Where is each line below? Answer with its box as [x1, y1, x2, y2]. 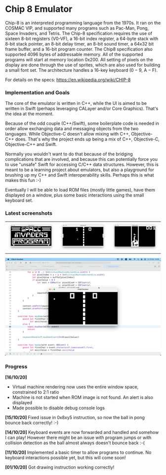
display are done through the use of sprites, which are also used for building [5, 62, 161, 68]
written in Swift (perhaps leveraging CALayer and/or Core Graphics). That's [5, 105, 159, 112]
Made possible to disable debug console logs [12, 405, 105, 411]
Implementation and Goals [5, 89, 70, 96]
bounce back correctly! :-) [5, 420, 59, 426]
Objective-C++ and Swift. [5, 142, 57, 147]
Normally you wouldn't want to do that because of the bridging [5, 151, 133, 157]
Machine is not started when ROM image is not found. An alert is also [12, 394, 153, 400]
